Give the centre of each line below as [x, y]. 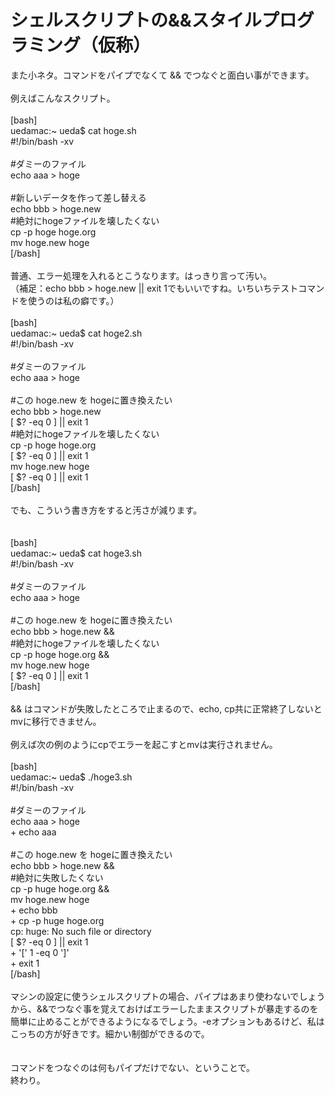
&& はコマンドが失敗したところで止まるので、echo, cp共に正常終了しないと [166, 708]
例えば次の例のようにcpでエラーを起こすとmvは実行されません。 [144, 744]
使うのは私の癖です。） [73, 300]
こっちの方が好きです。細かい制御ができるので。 [110, 1033]
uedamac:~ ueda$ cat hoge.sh [73, 130]
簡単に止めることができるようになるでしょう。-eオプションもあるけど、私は [167, 1021]
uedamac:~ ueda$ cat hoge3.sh [76, 553]
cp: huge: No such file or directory [81, 931]
